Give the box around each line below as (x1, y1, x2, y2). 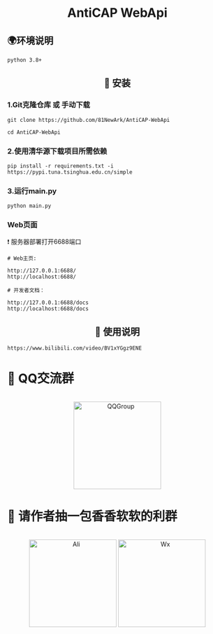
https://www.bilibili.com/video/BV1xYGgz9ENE (7, 345, 142, 352)
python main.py (7, 202, 52, 209)
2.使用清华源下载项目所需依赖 (7, 146, 108, 156)
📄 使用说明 (94, 326, 140, 338)
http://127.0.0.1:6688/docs (7, 299, 89, 306)
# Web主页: (7, 254, 37, 262)
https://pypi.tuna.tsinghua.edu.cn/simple (7, 168, 133, 176)
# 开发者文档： (7, 287, 45, 294)
